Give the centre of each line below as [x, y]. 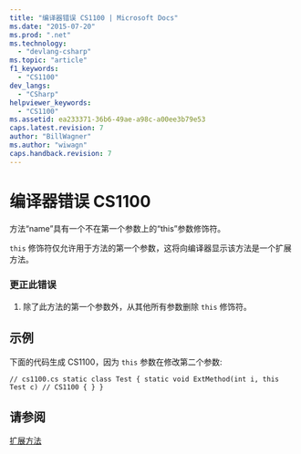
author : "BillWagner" [51, 137]
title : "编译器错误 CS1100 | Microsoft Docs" [94, 18]
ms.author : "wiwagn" [49, 145]
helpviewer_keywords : [51, 103]
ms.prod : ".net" [40, 35]
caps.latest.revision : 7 [57, 129]
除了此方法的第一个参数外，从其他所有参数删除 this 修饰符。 [137, 306]
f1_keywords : [34, 69]
